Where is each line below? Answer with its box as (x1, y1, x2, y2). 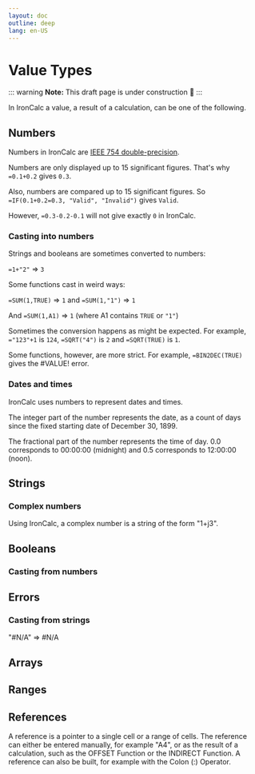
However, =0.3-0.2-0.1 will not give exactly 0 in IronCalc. (8, 211, 196, 221)
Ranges (8, 683, 47, 696)
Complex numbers (8, 501, 82, 512)
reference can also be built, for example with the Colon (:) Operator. (8, 757, 232, 766)
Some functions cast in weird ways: (8, 280, 126, 289)
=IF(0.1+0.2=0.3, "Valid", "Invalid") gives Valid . (8, 195, 179, 205)
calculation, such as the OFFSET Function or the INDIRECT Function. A (8, 748, 241, 758)
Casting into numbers (8, 231, 94, 242)
